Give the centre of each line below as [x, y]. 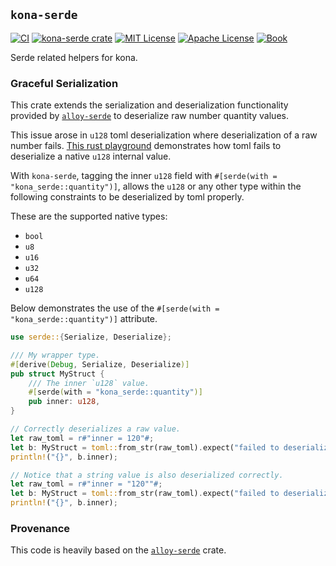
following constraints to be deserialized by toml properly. [127, 197]
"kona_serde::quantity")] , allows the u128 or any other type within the [156, 186]
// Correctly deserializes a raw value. [96, 429]
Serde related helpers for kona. [74, 57]
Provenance [40, 529]
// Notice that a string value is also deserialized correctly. [147, 475]
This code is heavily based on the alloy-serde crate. [118, 550]
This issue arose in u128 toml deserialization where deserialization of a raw [164, 135]
